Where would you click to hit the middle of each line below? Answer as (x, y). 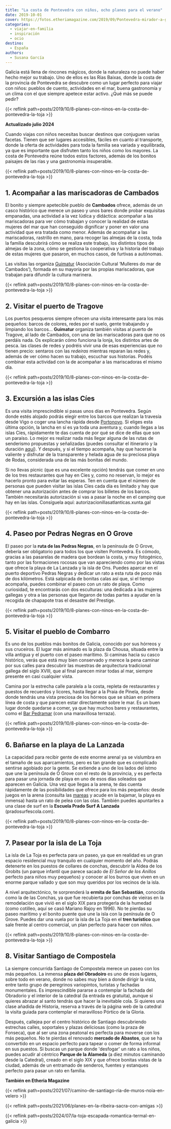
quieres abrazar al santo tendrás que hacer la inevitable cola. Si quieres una (85, 1001)
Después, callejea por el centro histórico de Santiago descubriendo (76, 1022)
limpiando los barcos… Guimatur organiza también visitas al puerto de (79, 329)
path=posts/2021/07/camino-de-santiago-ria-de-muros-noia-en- (96, 1090)
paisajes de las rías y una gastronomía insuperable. (59, 161)
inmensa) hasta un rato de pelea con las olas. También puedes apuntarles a (84, 801)
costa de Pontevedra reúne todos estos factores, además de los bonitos (81, 156)
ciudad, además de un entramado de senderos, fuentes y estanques (77, 1065)
